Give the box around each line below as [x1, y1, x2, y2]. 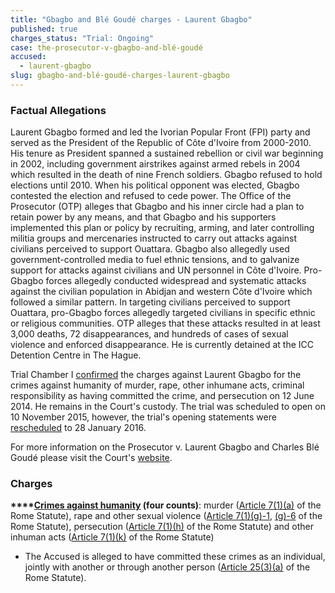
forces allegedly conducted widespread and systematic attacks [45, 275, 307, 287]
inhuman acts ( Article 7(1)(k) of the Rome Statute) [10, 531, 215, 543]
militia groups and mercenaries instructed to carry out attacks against [10, 232, 298, 245]
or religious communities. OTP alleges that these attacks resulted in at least [10, 317, 321, 330]
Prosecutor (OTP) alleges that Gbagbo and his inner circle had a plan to [10, 201, 305, 213]
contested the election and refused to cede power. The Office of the [10, 190, 292, 202]
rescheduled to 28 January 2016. [10, 422, 147, 434]
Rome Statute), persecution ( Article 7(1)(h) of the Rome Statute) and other [10, 521, 315, 533]
